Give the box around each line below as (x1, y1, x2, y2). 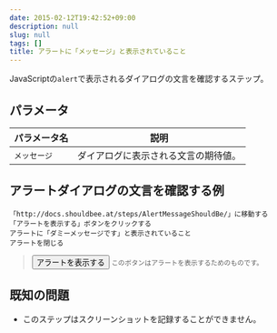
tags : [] (9, 38, 43, 48)
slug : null (9, 30, 51, 39)
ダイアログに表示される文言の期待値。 (76, 149, 242, 162)
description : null (9, 22, 79, 31)
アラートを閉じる (9, 238, 64, 247)
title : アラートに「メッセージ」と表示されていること (9, 47, 187, 56)
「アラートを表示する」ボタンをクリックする (9, 219, 152, 228)
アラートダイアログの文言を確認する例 (9, 183, 224, 198)
